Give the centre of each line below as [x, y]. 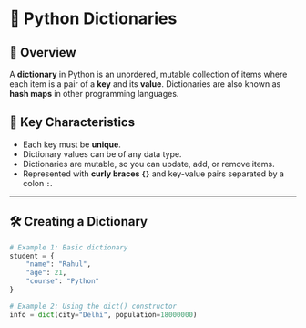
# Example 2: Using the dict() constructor [93, 306]
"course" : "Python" [63, 281]
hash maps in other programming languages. [94, 94]
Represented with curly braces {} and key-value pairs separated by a [153, 174]
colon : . [37, 183]
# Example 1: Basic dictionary [69, 247]
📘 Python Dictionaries [93, 19]
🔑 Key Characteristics [72, 122]
